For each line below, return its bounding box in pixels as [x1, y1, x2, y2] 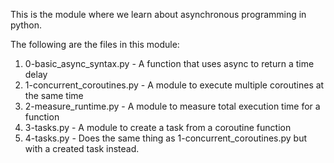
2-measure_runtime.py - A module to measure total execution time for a [24, 100, 321, 112]
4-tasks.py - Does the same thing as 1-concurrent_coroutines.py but [24, 132, 308, 144]
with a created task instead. [24, 143, 140, 154]
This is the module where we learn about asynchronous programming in [10, 9, 307, 20]
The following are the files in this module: [10, 39, 180, 50]
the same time [24, 90, 84, 101]
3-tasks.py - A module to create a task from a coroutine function [24, 122, 292, 133]
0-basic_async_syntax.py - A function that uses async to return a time [24, 58, 315, 69]
